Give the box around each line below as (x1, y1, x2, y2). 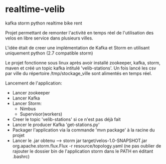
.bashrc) (12, 153, 30, 159)
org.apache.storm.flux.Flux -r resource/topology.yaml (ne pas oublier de (12, 142, 162, 148)
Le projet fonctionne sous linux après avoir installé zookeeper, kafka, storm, (5, 59, 161, 65)
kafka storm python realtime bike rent (5, 20, 82, 26)
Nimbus (19, 105, 36, 111)
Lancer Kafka (12, 95, 40, 101)
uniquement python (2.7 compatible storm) (5, 50, 93, 56)
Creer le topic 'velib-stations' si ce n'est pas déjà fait (12, 116, 121, 122)
